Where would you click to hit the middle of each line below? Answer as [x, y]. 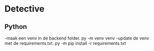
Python [16, 27]
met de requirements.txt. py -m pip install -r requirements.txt [65, 43]
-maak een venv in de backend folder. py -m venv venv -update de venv [77, 38]
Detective [25, 9]
